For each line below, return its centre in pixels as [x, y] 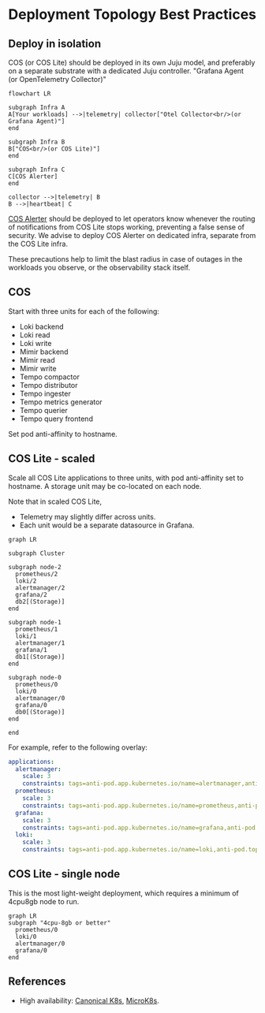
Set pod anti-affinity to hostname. [63, 434]
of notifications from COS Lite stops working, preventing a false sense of [127, 227]
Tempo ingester [45, 393]
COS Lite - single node [64, 874]
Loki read [35, 335]
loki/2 [26, 581]
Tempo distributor [49, 385]
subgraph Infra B [37, 142]
